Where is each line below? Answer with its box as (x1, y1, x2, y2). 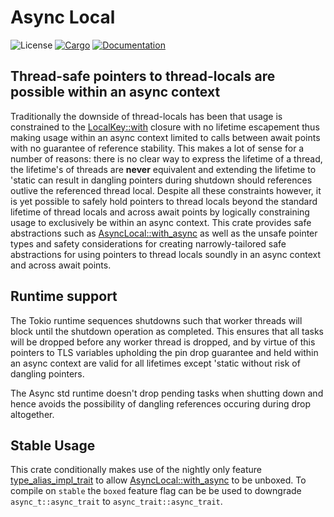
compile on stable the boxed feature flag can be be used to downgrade (10, 485, 302, 497)
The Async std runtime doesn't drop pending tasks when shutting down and (10, 387, 324, 399)
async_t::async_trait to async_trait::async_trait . (10, 496, 223, 508)
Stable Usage (10, 437, 96, 454)
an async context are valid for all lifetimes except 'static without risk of (10, 357, 301, 369)
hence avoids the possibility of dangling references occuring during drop (10, 397, 311, 410)
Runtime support (10, 288, 118, 305)
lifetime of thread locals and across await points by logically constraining (10, 206, 310, 218)
